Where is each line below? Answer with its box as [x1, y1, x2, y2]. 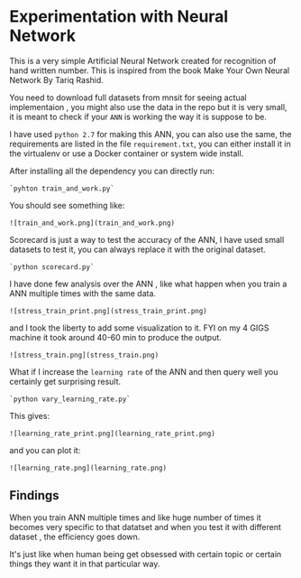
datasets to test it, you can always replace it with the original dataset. [9, 244, 266, 255]
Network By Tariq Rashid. [9, 74, 104, 85]
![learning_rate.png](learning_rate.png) [9, 463, 168, 472]
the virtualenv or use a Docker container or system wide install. [9, 147, 244, 159]
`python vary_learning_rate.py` [9, 395, 131, 404]
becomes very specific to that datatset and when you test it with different [9, 521, 282, 532]
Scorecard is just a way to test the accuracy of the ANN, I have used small [9, 234, 285, 245]
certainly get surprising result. [9, 376, 122, 387]
